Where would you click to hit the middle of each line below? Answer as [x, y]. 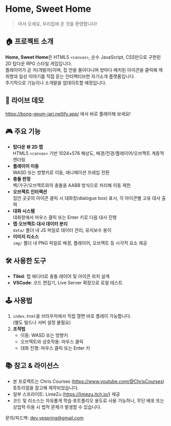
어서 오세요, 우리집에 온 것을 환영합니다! [57, 24]
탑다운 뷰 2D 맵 [28, 147]
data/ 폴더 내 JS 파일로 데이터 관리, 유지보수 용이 [62, 230]
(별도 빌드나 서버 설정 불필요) [42, 322]
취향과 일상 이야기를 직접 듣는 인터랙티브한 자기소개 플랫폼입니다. [70, 76]
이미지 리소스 [26, 237]
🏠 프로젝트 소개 [29, 42]
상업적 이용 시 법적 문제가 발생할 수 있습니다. [57, 407]
